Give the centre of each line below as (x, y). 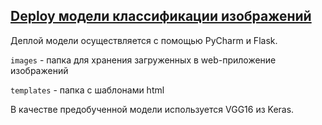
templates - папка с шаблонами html (87, 90)
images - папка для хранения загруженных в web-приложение (143, 60)
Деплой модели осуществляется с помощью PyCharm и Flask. (144, 40)
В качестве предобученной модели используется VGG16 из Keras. (152, 109)
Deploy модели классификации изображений (161, 16)
